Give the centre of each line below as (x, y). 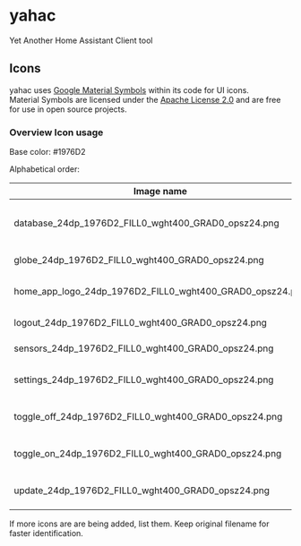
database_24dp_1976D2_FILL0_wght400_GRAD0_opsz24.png (146, 223)
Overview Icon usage (56, 132)
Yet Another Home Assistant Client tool (81, 40)
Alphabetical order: (45, 169)
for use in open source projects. (68, 109)
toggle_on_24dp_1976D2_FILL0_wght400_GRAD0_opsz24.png (148, 454)
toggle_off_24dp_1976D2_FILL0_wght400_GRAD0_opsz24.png (148, 417)
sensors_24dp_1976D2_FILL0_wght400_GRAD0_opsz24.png (144, 348)
